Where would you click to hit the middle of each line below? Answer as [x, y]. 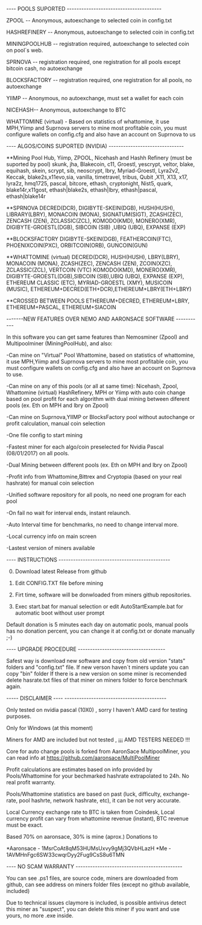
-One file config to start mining [45, 435]
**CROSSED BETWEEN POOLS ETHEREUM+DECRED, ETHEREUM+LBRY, [98, 301]
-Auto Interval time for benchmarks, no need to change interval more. [93, 524]
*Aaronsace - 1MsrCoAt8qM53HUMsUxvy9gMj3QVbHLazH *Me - [89, 848]
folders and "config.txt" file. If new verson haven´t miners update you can [97, 667]
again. [14, 687]
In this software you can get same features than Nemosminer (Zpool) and [97, 337]
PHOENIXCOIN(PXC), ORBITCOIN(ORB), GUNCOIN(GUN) [77, 245]
